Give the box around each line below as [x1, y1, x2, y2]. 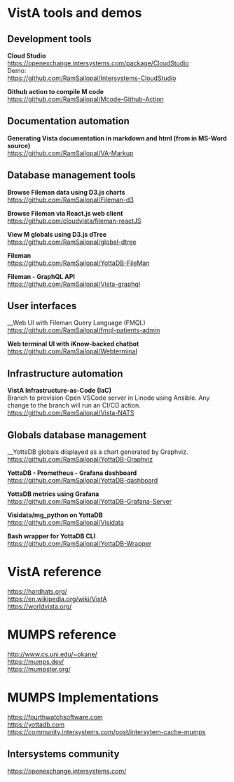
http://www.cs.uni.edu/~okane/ [7, 650, 98, 658]
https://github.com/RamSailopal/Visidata [7, 519, 124, 527]
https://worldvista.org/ [7, 602, 72, 611]
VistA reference [7, 564, 102, 580]
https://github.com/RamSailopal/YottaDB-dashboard [7, 476, 158, 485]
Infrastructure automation [7, 367, 123, 379]
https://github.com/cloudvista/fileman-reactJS [7, 216, 142, 225]
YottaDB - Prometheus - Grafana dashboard [7, 469, 137, 477]
